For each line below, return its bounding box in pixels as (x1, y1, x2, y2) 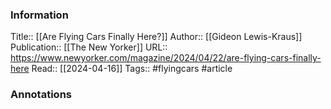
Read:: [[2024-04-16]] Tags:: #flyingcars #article (31, 63, 233, 75)
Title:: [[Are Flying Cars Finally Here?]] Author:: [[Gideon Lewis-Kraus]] (10, 31, 303, 43)
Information (10, 8, 69, 22)
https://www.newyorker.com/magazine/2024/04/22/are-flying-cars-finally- (10, 52, 322, 64)
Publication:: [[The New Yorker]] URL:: (10, 41, 168, 53)
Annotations (10, 88, 72, 102)
